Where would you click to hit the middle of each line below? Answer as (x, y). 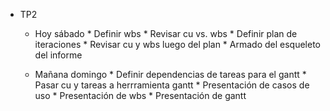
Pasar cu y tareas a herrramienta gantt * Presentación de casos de (172, 85)
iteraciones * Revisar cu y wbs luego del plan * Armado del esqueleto (177, 44)
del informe (58, 55)
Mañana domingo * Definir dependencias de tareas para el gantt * (170, 74)
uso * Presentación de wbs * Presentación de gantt (140, 95)
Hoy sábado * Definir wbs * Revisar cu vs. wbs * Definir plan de (166, 33)
